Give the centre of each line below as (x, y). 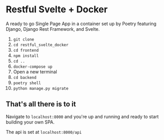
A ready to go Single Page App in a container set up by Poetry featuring (81, 24)
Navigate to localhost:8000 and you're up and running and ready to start (82, 116)
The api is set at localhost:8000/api (44, 132)
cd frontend (26, 50)
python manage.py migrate (41, 88)
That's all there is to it (41, 104)
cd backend (25, 77)
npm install (26, 56)
